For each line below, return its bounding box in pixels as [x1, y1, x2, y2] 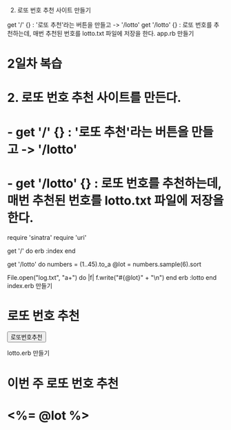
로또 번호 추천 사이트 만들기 [17, 6, 92, 14]
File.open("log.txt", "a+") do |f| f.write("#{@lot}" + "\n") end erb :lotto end [7, 273, 217, 281]
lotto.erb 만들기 [7, 349, 50, 357]
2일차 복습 [7, 56, 63, 72]
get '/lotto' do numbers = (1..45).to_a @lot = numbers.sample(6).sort [7, 260, 201, 268]
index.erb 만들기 [7, 281, 53, 289]
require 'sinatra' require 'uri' [7, 233, 87, 241]
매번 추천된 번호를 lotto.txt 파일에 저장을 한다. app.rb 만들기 [32, 30, 194, 37]
